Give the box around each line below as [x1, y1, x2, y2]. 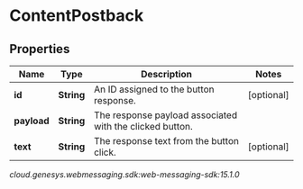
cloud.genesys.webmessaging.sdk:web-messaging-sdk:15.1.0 [9, 169, 241, 180]
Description [141, 68, 192, 80]
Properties [9, 41, 70, 57]
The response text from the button [93, 135, 239, 147]
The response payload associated [93, 109, 237, 121]
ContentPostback [9, 5, 144, 26]
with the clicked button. [93, 121, 194, 132]
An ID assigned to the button [93, 83, 215, 95]
